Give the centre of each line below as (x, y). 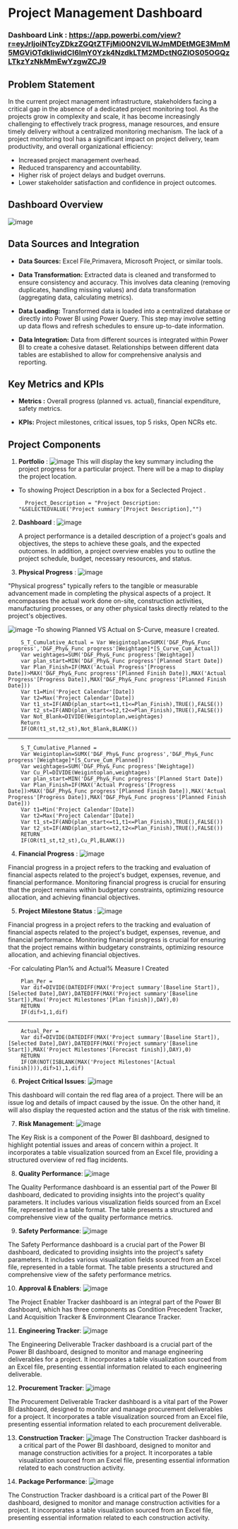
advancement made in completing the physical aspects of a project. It (109, 594)
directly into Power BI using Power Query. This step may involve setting (122, 318)
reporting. (33, 362)
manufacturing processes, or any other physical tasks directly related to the (118, 608)
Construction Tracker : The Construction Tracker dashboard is (122, 1438)
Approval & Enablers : (50, 1288)
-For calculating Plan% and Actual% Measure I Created (88, 969)
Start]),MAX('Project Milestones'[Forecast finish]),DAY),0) (100, 1050)
